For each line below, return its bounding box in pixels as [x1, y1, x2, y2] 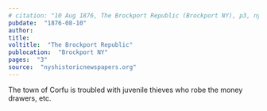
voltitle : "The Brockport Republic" [8, 41, 133, 49]
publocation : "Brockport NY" [8, 48, 109, 56]
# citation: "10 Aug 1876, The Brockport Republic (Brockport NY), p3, [8, 11, 250, 20]
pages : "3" [8, 56, 48, 64]
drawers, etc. [8, 93, 52, 103]
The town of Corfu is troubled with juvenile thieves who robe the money [8, 85, 243, 94]
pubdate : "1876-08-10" [8, 19, 87, 27]
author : [8, 26, 34, 34]
